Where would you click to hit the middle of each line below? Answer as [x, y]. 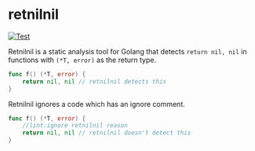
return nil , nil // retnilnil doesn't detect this [107, 133]
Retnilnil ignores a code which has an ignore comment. [97, 104]
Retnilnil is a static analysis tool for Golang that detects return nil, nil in [127, 51]
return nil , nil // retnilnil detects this [95, 81]
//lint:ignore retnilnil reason [75, 126]
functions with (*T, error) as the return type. [82, 60]
